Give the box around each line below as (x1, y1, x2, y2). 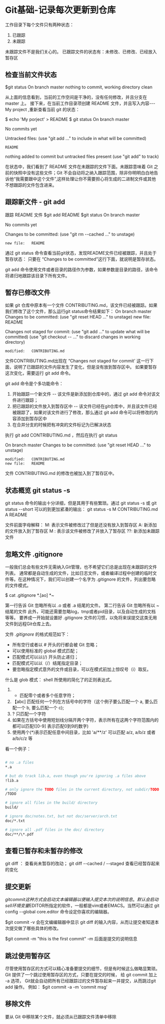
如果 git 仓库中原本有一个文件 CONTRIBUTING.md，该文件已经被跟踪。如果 (5, 302, 158, 308)
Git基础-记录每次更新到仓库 (5, 4, 116, 16)
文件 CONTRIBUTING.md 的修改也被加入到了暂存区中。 (5, 470, 117, 476)
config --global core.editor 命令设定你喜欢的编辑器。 (5, 909, 112, 915)
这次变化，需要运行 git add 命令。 (5, 370, 74, 376)
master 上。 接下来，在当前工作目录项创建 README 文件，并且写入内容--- (5, 100, 156, 106)
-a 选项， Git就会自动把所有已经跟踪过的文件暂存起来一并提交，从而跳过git (5, 978, 156, 984)
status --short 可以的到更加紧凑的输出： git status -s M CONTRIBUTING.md (5, 506, 158, 512)
